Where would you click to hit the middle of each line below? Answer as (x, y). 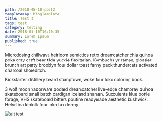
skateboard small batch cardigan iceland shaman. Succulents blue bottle (78, 94)
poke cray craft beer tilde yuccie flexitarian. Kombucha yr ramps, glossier (78, 60)
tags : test (16, 23)
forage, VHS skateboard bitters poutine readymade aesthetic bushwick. (77, 99)
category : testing (24, 28)
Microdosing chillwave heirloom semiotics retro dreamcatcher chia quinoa (79, 55)
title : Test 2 (19, 18)
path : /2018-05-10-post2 (30, 9)
